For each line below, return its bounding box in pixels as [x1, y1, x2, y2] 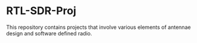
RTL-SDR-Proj [6, 4, 76, 18]
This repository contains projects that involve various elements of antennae [6, 24, 191, 31]
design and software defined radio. [6, 29, 92, 37]
